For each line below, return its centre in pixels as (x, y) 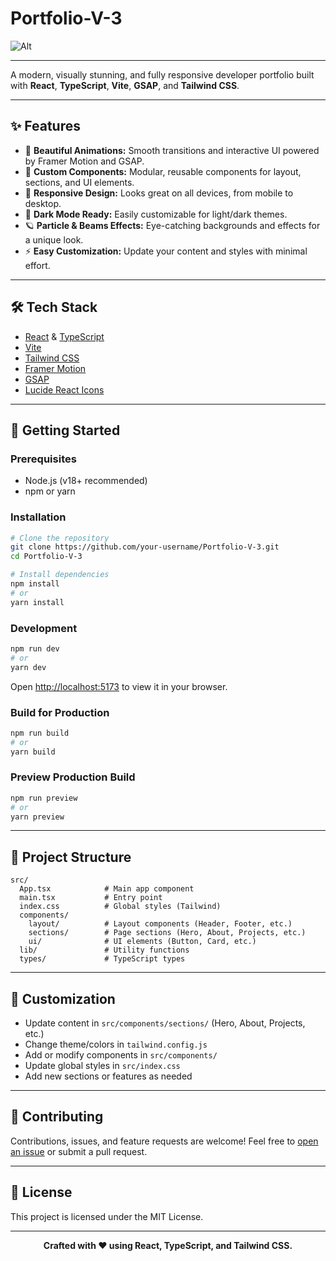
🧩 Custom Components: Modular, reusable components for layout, (163, 171)
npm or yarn (50, 491)
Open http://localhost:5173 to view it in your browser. (119, 686)
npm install (35, 584)
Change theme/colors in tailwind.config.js (116, 1044)
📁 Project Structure (71, 857)
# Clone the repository (60, 538)
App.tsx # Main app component (107, 889)
